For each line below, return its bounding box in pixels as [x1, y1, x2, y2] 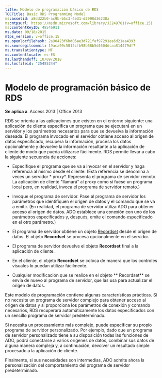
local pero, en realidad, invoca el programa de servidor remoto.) [12, 184, 140, 190]
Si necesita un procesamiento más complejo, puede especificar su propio [5, 322, 152, 328]
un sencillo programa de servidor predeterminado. [5, 312, 106, 318]
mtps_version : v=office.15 [5, 34, 60, 39]
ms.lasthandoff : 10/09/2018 [5, 57, 62, 62]
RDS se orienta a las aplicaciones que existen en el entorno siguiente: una [5, 118, 153, 124]
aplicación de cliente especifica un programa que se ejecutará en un [5, 123, 142, 129]
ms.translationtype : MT [5, 48, 53, 52]
